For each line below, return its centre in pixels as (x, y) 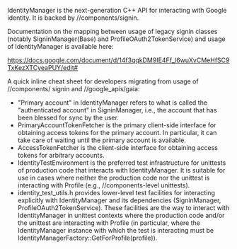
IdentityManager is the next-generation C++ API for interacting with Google (117, 10)
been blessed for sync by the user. (68, 117)
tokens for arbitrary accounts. (61, 155)
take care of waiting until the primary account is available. (102, 140)
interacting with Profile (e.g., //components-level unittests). (104, 185)
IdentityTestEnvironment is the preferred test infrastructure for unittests (122, 163)
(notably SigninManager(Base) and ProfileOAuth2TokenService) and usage (116, 39)
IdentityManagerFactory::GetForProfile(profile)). (87, 238)
